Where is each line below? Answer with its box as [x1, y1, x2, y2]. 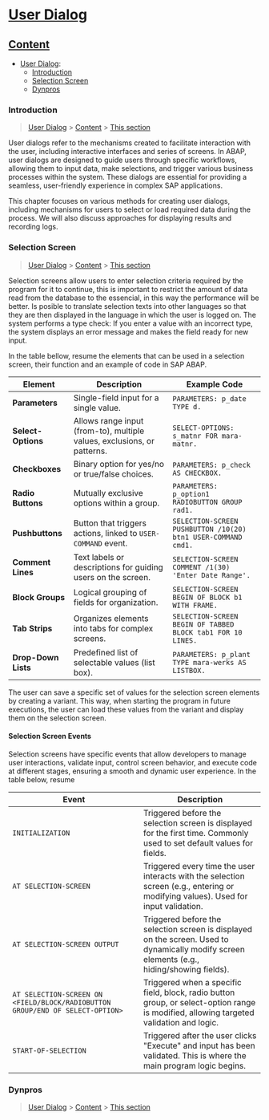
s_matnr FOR [172, 431, 219, 440]
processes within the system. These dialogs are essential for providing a [8, 172, 247, 182]
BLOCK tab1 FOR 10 [172, 627, 243, 637]
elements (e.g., [143, 953, 200, 964]
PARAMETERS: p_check [172, 460, 251, 469]
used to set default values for [143, 837, 254, 848]
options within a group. [73, 497, 160, 509]
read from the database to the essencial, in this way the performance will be [8, 293, 259, 302]
